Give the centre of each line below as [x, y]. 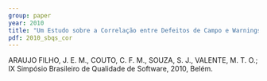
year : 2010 [26, 23]
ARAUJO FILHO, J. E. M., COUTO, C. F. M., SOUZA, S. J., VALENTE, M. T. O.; [133, 60]
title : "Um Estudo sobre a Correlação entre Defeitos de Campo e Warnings [135, 30]
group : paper [30, 15]
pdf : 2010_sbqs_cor [41, 38]
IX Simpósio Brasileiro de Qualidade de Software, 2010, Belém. [110, 69]
